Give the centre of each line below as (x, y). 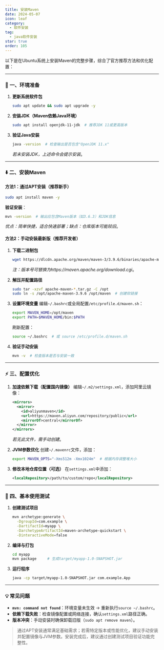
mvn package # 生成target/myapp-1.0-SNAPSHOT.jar (67, 559)
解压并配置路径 (27, 280)
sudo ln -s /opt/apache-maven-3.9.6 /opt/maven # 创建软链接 (75, 294)
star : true (16, 42)
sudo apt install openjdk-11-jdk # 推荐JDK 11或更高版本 (70, 125)
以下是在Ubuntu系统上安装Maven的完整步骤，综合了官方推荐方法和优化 (77, 60)
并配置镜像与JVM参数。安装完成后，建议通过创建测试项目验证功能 (84, 636)
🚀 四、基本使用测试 (27, 496)
